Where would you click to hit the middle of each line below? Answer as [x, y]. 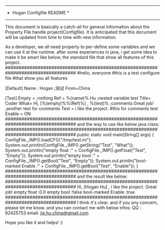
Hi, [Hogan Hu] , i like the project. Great [117, 187]
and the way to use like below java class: [118, 124]
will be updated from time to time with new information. [61, 37]
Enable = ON [18, 114]
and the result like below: [102, 176]
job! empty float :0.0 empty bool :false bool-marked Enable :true [70, 192]
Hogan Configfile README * [41, 13]
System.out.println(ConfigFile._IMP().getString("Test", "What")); [69, 145]
